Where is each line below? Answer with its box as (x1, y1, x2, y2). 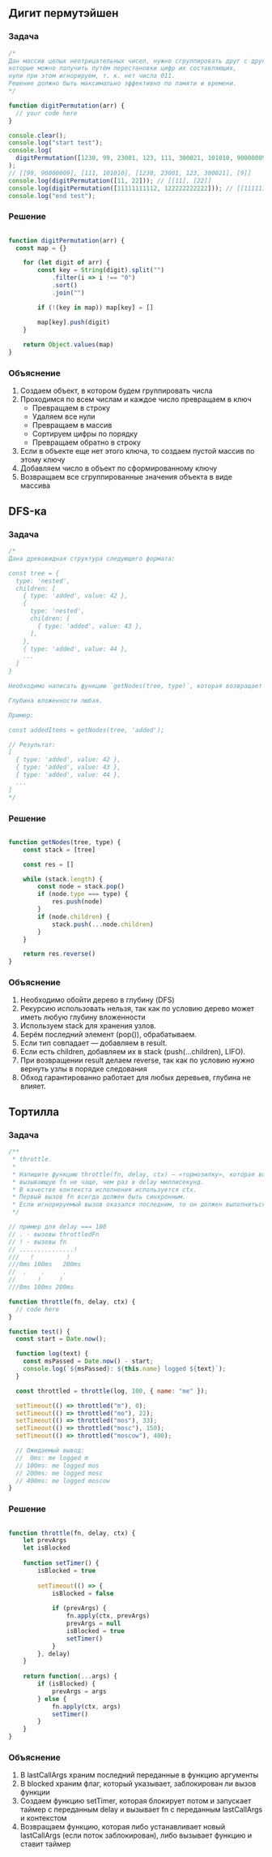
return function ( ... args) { (23, 1672, 117, 1681)
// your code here (15, 109, 79, 117)
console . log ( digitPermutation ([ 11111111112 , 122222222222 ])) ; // (8, 184, 233, 192)
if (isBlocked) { (37, 1680, 96, 1688)
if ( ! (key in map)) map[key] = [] (37, 304, 154, 312)
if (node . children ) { (37, 912, 111, 920)
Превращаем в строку (32, 403, 111, 413)
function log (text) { (15, 1350, 89, 1358)
